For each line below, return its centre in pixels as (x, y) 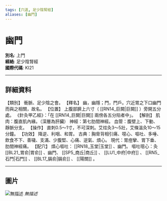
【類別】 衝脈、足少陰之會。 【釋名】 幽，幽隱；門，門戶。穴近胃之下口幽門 (83, 103)
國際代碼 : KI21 (19, 68)
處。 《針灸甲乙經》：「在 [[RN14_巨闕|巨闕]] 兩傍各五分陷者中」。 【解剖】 (80, 115)
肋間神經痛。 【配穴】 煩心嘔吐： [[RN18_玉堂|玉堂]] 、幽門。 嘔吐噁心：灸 (82, 146)
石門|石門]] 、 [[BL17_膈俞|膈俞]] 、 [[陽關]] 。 (51, 159)
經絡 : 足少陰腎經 (22, 62)
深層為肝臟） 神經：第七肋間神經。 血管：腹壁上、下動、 (100, 121)
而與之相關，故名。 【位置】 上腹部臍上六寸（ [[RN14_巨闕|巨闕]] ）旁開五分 (83, 109)
